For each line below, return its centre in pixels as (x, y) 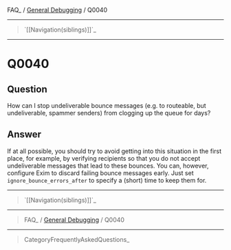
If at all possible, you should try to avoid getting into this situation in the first (114, 151)
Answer (24, 134)
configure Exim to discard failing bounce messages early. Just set (100, 173)
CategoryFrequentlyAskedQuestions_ (77, 239)
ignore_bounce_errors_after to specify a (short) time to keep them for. (107, 180)
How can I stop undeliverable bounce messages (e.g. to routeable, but (107, 105)
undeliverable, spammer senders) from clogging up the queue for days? (109, 113)
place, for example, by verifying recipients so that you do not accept (104, 158)
